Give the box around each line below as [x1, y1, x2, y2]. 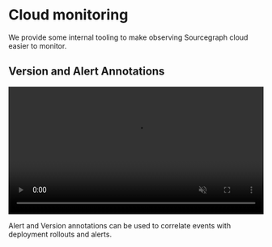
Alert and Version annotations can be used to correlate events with [8, 220, 232, 230]
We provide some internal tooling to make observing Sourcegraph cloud [8, 32, 249, 42]
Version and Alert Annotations [8, 65, 165, 79]
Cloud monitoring [8, 6, 129, 24]
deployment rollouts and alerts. [8, 229, 112, 239]
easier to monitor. [8, 40, 67, 50]
